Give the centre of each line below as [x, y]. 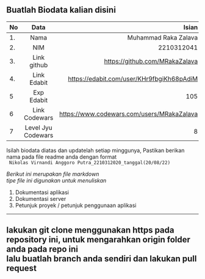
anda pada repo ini [42, 249]
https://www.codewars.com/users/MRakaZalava [128, 114]
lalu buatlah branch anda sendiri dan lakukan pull [102, 259]
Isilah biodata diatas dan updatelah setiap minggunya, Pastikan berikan [95, 150]
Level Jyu [39, 128]
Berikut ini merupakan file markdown [53, 174]
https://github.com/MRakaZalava [151, 61]
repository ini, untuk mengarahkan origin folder [98, 240]
